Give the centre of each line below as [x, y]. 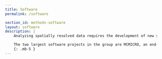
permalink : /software [27, 14]
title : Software [21, 9]
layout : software [22, 27]
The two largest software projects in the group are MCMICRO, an [81, 45]
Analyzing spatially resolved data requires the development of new [84, 36]
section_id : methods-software [35, 23]
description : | [20, 32]
